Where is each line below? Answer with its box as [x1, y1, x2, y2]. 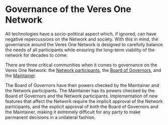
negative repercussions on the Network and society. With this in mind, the [5, 36, 158, 42]
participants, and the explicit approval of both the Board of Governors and [5, 103, 158, 109]
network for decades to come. [5, 52, 68, 58]
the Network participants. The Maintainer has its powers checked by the [5, 87, 155, 93]
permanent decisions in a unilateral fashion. [5, 114, 96, 120]
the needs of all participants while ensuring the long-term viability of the [5, 47, 155, 53]
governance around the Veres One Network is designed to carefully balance [5, 41, 163, 47]
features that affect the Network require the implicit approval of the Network [5, 98, 163, 104]
